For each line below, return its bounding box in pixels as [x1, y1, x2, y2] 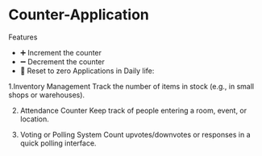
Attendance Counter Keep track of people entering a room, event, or [19, 105, 247, 115]
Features [8, 32, 38, 42]
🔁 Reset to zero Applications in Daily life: [19, 66, 155, 76]
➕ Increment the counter [19, 47, 102, 57]
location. [19, 114, 50, 124]
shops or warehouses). [8, 90, 85, 100]
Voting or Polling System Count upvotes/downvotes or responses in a [19, 129, 252, 139]
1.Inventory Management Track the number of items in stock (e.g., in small [8, 81, 255, 91]
